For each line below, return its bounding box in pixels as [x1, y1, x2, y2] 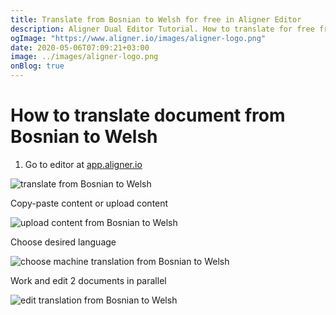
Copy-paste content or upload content [10, 197, 169, 209]
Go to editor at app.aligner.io [24, 158, 143, 170]
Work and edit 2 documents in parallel [10, 274, 167, 286]
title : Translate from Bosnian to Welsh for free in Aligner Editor [10, 14, 302, 25]
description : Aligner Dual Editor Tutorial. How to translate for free [10, 24, 315, 34]
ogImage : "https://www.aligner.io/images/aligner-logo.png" [10, 33, 267, 43]
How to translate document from [10, 104, 286, 127]
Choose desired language [10, 236, 117, 248]
